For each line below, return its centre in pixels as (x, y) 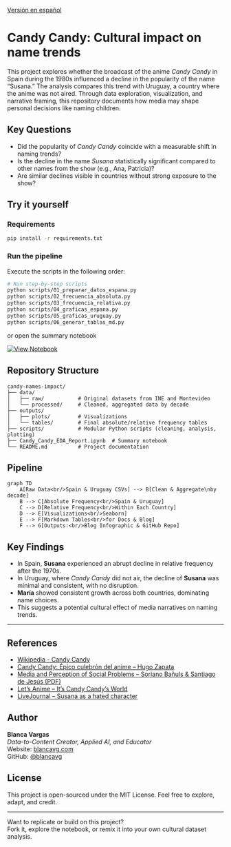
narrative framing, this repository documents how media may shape (103, 101)
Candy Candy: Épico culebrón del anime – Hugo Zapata (96, 666)
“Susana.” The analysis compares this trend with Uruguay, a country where (113, 86)
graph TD (20, 484)
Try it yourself (38, 205)
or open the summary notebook (52, 335)
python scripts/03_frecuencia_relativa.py (69, 303)
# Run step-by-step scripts (47, 284)
